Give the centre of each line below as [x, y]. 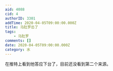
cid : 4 [12, 14]
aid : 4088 [15, 9]
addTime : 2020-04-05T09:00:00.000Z [41, 23]
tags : [10, 32]
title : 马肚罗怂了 [22, 27]
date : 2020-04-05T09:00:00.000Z [37, 45]
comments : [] [18, 41]
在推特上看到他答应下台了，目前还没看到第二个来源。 [58, 64]
